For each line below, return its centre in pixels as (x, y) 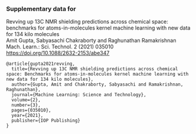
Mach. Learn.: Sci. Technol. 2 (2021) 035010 (60, 47)
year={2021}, (27, 116)
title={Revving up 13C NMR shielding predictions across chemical (95, 69)
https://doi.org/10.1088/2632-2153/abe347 (58, 53)
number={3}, (26, 105)
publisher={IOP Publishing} (46, 121)
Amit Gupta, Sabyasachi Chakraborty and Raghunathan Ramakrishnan (91, 41)
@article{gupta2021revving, (41, 64)
